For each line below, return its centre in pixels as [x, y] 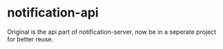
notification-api [53, 13]
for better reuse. [30, 39]
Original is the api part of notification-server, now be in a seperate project [111, 32]
